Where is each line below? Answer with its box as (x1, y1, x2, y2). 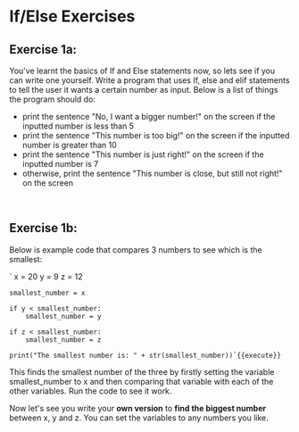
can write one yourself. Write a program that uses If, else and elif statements (9, 75, 290, 86)
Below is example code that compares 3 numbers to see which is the (9, 244, 262, 255)
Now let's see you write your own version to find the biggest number (9, 403, 266, 413)
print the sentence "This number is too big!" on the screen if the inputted (21, 130, 290, 140)
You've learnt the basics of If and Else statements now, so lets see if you (9, 65, 276, 76)
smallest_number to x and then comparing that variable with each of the (9, 376, 274, 386)
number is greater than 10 (21, 140, 118, 150)
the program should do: (9, 94, 96, 104)
